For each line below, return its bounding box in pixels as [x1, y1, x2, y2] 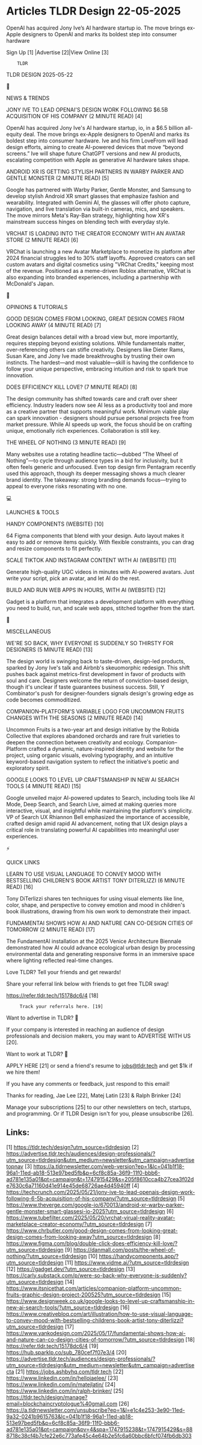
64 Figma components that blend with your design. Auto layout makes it [6, 532, 185, 539]
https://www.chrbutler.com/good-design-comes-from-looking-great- [6, 1226, 179, 1234]
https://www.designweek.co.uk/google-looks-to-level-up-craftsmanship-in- [6, 1297, 195, 1304]
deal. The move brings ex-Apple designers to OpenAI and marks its [23, 130, 190, 138]
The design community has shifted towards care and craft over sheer [6, 395, 177, 402]
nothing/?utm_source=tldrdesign [6, 1252, 87, 1260]
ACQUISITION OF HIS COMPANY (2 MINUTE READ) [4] [6, 112, 142, 120]
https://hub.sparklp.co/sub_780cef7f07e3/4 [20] [6, 1348, 127, 1356]
